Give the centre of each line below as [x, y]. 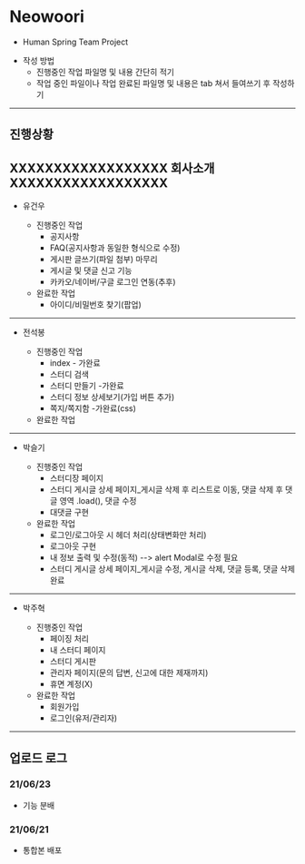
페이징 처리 [69, 639]
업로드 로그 [39, 758]
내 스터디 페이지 [78, 650]
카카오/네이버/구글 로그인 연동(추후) [113, 282]
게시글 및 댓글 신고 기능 [91, 270]
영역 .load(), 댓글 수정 [98, 501]
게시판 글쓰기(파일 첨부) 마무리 [103, 260]
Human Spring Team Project [75, 42]
